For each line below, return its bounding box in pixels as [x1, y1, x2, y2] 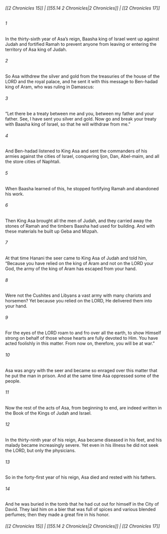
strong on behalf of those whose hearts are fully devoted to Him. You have [5, 335, 158, 341]
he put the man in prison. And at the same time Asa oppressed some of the [5, 373, 160, 379]
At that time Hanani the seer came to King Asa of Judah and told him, [5, 255, 147, 261]
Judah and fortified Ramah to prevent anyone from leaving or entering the [5, 41, 157, 47]
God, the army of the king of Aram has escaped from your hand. [5, 266, 137, 272]
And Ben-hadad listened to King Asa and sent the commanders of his [5, 148, 148, 154]
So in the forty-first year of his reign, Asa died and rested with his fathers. [5, 474, 157, 480]
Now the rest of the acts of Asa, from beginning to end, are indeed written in [5, 404, 162, 410]
